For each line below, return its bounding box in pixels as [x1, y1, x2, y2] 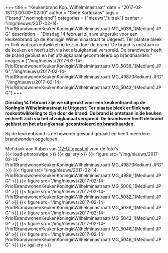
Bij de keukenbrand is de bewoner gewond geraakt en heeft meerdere [5, 131, 150, 136]
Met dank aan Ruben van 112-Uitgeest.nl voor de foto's [5, 146, 119, 151]
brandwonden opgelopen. [5, 136, 59, 142]
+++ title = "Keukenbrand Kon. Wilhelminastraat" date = [5, 5, 120, 10]
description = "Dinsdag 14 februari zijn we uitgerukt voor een [12, 31, 138, 37]
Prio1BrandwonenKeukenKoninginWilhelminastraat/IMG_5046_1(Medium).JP [5, 226, 161, 232]
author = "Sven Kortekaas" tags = [49, 10, 119, 16]
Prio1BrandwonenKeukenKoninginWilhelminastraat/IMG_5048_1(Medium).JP [5, 236, 161, 242]
